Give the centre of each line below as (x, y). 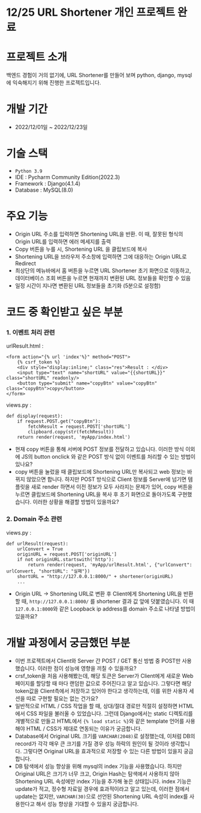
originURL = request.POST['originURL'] (67, 554)
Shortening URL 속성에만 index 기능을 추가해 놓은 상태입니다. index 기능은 (103, 781)
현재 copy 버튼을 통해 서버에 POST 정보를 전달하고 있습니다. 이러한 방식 (100, 449)
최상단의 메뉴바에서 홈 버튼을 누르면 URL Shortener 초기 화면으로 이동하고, (103, 270)
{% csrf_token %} (39, 362)
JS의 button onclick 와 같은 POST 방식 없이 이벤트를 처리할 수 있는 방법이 (108, 457)
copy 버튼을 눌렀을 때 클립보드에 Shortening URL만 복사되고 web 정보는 (100, 472)
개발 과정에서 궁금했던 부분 (68, 643)
